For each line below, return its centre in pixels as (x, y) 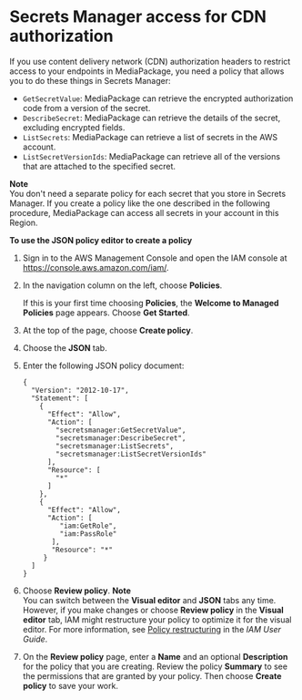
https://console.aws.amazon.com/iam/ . (96, 267)
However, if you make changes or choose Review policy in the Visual (153, 610)
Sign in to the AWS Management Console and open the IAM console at (155, 258)
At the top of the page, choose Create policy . (108, 330)
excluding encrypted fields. (74, 127)
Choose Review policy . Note (77, 591)
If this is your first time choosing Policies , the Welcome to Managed (151, 303)
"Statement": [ (60, 398)
